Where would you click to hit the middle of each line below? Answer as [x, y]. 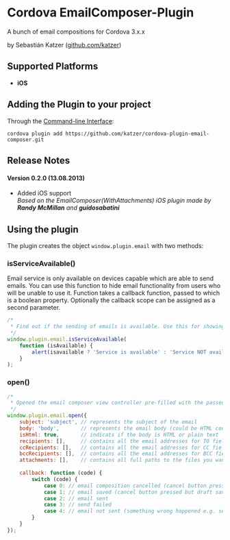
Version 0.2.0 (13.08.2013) [46, 178]
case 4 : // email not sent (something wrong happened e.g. [129, 511]
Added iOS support [44, 193]
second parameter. [34, 308]
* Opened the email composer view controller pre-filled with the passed [117, 403]
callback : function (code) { [61, 473]
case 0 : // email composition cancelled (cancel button [125, 486]
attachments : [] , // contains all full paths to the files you [116, 461]
